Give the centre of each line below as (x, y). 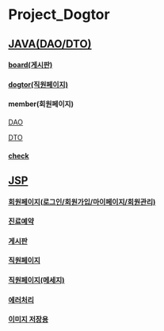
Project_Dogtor (59, 15)
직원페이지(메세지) (36, 280)
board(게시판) (31, 65)
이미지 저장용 (29, 319)
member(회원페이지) (41, 104)
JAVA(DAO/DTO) (50, 44)
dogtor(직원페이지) (38, 84)
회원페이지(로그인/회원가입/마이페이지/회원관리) (82, 202)
